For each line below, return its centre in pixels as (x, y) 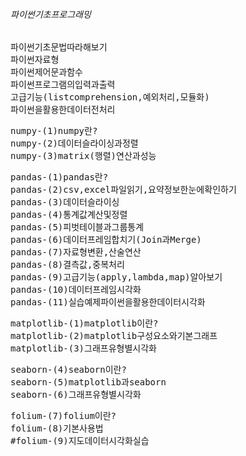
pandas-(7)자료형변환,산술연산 (76, 252)
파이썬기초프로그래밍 (51, 14)
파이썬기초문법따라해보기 (59, 47)
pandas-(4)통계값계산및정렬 (69, 215)
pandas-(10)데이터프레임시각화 (76, 290)
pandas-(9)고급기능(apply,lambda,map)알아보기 (116, 277)
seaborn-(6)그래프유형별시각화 (76, 395)
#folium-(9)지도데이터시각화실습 (80, 441)
